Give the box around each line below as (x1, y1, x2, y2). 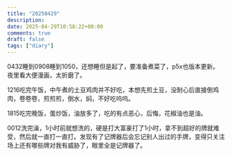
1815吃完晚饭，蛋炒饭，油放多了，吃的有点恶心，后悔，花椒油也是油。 (7, 109, 207, 117)
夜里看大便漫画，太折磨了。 (7, 71, 86, 79)
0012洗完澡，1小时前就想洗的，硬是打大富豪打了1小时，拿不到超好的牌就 (7, 124, 214, 132)
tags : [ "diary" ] (7, 42, 54, 49)
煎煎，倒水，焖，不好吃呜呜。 (49, 94, 135, 103)
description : (7, 17, 45, 24)
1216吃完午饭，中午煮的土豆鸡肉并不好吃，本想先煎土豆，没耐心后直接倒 (7, 86, 213, 94)
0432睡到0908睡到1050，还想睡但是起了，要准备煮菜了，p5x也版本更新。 (7, 62, 220, 70)
